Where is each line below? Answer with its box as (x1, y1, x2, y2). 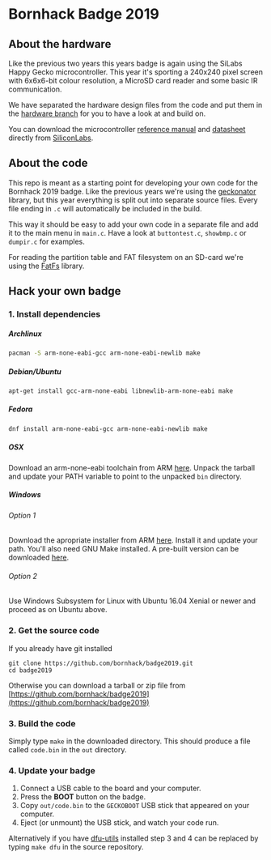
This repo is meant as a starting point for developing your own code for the (8, 177, 259, 187)
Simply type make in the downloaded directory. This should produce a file (8, 736, 251, 746)
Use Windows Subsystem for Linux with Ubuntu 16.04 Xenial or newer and (8, 596, 256, 606)
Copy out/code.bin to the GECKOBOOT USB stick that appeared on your (19, 801, 250, 811)
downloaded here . (8, 552, 70, 563)
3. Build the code (8, 717, 76, 729)
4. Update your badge (8, 764, 95, 776)
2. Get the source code (8, 625, 100, 636)
